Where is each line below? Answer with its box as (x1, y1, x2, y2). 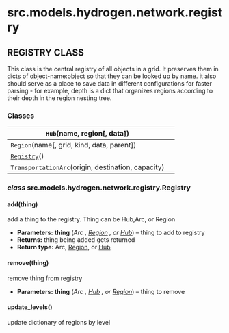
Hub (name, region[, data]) (45, 129, 130, 138)
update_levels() (7, 303, 53, 311)
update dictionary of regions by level (7, 318, 111, 326)
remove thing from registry (7, 274, 83, 282)
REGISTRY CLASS (7, 47, 84, 58)
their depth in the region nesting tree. (7, 94, 112, 102)
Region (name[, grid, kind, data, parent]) (10, 140, 137, 150)
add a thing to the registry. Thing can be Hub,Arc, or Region (7, 215, 176, 223)
